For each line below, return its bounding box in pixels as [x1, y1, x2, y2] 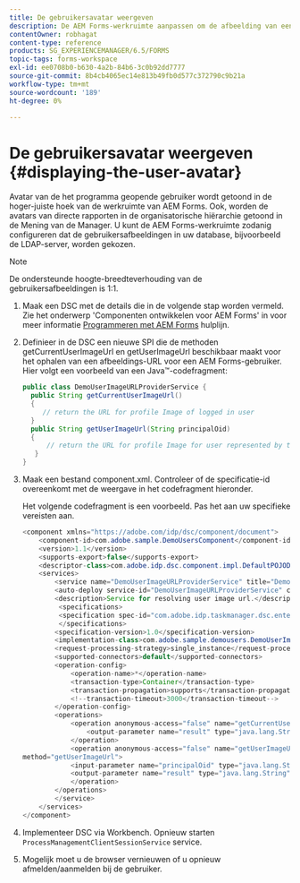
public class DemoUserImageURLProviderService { [21, 382, 207, 392]
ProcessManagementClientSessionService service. [21, 836, 203, 847]
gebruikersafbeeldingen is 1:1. [9, 283, 119, 294]
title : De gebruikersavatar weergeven [9, 13, 154, 22]
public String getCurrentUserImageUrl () [30, 391, 183, 400]
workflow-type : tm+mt [9, 80, 90, 89]
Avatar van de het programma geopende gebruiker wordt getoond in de [9, 192, 272, 202]
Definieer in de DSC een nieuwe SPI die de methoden [21, 337, 219, 347]
